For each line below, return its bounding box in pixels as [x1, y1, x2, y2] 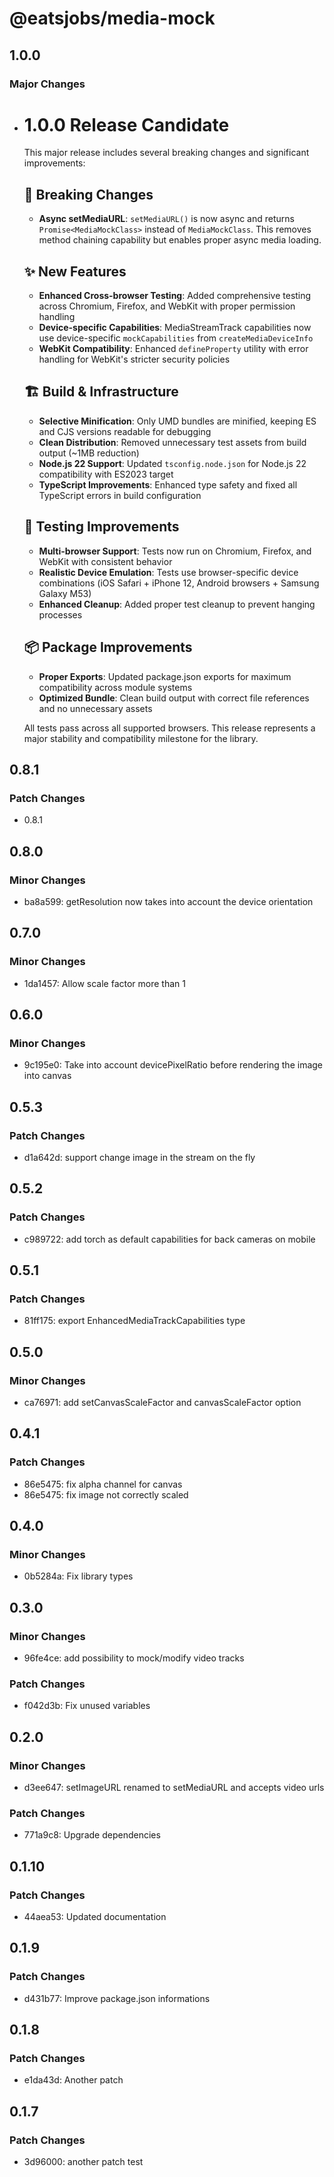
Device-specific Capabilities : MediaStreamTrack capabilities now [38, 322, 312, 334]
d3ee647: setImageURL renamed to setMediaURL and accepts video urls [23, 1782, 325, 1794]
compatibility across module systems [38, 681, 193, 693]
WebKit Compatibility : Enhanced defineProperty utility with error [38, 343, 309, 355]
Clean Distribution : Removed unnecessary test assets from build [38, 436, 307, 448]
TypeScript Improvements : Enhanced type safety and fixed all [38, 478, 298, 491]
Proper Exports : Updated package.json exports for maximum [38, 670, 292, 682]
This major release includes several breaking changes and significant [23, 147, 310, 159]
